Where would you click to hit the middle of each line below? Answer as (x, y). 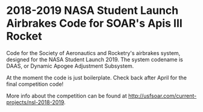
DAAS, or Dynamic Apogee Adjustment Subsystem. (70, 66)
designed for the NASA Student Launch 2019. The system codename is (95, 59)
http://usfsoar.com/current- (162, 96)
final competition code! (35, 84)
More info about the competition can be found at (67, 96)
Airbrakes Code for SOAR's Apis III (95, 23)
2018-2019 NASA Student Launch (92, 11)
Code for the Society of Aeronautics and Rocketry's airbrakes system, (93, 53)
